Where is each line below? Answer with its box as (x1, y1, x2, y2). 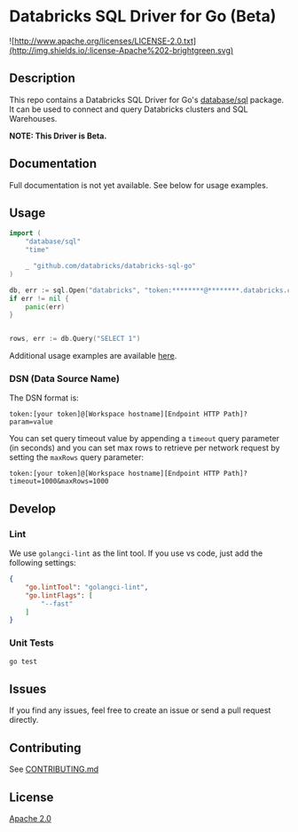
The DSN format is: (9, 392, 80, 403)
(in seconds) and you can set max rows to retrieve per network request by (9, 442, 280, 454)
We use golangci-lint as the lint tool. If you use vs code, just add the (9, 548, 263, 559)
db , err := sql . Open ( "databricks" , (9, 286, 141, 295)
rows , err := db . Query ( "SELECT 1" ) (9, 335, 141, 344)
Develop (9, 501, 56, 516)
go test (9, 657, 38, 666)
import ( (9, 229, 42, 238)
